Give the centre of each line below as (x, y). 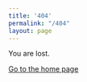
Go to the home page (43, 69)
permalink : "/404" (39, 23)
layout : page (30, 31)
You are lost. (29, 54)
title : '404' (30, 16)
